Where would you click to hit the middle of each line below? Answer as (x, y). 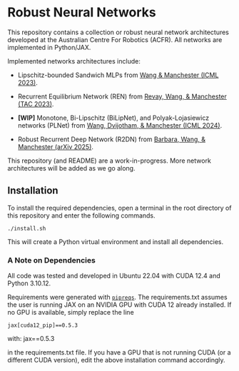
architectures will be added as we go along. (71, 168)
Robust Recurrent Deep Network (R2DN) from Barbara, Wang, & (111, 139)
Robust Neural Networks (82, 12)
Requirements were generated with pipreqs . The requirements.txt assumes (117, 298)
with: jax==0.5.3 (31, 339)
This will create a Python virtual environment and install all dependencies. (116, 242)
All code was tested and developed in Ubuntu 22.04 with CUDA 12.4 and (114, 276)
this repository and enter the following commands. (81, 215)
